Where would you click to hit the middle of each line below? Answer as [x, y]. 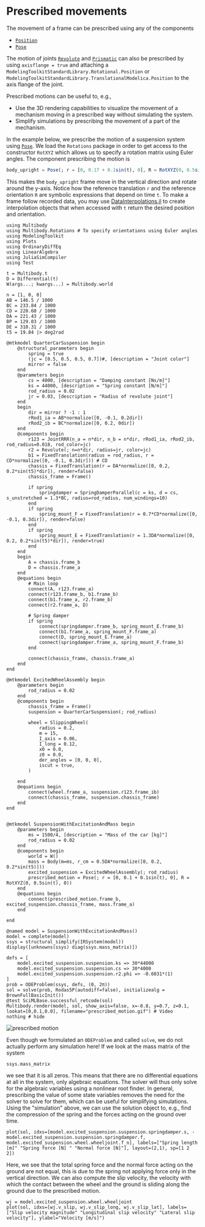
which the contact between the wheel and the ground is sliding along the [98, 1184]
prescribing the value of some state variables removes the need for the [95, 1094]
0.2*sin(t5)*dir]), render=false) [50, 471]
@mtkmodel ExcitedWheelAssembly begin [56, 679]
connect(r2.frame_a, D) [58, 605]
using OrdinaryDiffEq [34, 247]
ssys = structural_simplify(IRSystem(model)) [65, 942]
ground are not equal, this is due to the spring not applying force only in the [101, 1171]
